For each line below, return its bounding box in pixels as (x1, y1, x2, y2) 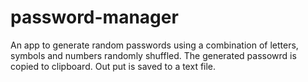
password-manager (10, 6, 179, 29)
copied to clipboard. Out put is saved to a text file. (10, 60, 217, 72)
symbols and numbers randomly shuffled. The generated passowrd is (10, 49, 297, 61)
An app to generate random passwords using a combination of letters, (10, 39, 299, 51)
